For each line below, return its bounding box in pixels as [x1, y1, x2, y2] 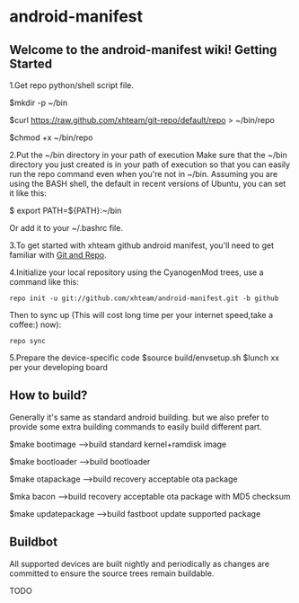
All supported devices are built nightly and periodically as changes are [9, 558, 270, 569]
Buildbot [9, 535, 58, 550]
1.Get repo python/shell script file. [9, 80, 135, 91]
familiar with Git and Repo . [9, 250, 107, 260]
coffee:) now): [9, 319, 62, 330]
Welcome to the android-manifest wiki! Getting [9, 42, 277, 58]
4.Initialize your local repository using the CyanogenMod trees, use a [9, 267, 264, 278]
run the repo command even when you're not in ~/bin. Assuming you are [9, 169, 278, 179]
